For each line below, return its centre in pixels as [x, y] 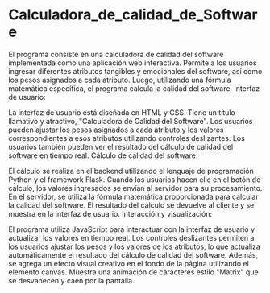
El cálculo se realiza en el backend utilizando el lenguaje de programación [131, 171]
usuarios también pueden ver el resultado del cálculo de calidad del [121, 146]
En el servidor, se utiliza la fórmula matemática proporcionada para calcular [134, 196]
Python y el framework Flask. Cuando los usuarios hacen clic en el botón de [135, 180]
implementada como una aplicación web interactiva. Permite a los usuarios [133, 63]
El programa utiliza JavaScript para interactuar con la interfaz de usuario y [132, 229]
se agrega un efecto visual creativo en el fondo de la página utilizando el [129, 263]
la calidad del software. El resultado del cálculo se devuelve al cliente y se [131, 205]
